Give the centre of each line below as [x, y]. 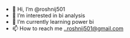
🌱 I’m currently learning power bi [53, 22]
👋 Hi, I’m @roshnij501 [39, 9]
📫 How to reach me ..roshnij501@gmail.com [68, 28]
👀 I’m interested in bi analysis [49, 15]
